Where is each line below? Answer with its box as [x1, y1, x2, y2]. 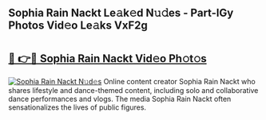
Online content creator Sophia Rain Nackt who [103, 77, 256, 86]
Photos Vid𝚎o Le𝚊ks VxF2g [8, 19, 148, 33]
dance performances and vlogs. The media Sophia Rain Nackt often [8, 95, 232, 103]
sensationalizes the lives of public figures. [8, 103, 146, 112]
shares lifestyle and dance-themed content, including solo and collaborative [8, 86, 259, 95]
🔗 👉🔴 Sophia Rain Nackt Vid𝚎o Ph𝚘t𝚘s [8, 52, 207, 65]
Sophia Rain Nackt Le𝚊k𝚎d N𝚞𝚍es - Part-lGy [8, 6, 234, 20]
